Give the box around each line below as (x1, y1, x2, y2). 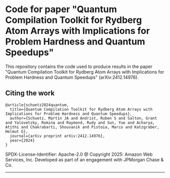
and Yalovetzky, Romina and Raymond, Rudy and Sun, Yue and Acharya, (5, 120, 155, 125)
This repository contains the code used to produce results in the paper (5, 63, 153, 69)
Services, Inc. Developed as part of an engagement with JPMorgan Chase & (5, 156, 164, 163)
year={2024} (10, 138, 35, 143)
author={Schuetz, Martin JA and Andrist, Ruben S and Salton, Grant (10, 116, 157, 121)
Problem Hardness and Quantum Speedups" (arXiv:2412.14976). (5, 74, 139, 80)
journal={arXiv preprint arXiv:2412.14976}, (10, 133, 105, 138)
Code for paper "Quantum (5, 4, 117, 15)
